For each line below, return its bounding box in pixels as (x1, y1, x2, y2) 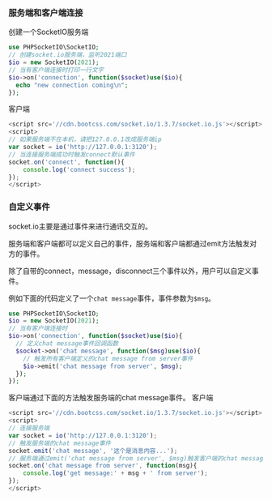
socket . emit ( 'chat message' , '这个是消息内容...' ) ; (8, 447, 178, 455)
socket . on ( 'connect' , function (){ (8, 158, 125, 166)
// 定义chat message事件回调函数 (15, 340, 119, 348)
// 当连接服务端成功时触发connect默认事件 (8, 150, 135, 159)
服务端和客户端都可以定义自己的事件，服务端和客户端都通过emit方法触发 (8, 238, 250, 248)
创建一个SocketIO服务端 (8, 27, 89, 37)
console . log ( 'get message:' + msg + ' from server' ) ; (23, 469, 208, 477)
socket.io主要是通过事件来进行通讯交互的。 (8, 221, 152, 231)
